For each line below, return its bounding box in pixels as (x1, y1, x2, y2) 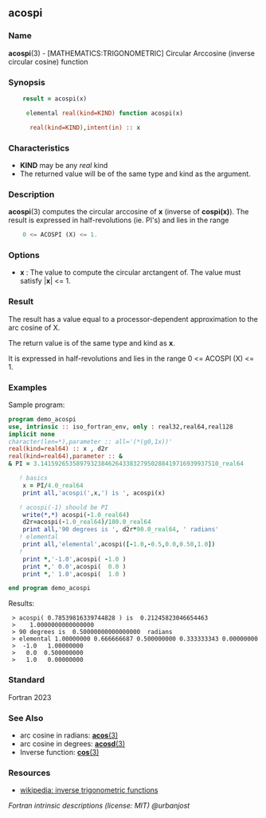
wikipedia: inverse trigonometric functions (19, 785, 158, 795)
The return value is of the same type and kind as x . (8, 338, 175, 347)
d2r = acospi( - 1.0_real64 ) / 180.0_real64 (22, 518, 151, 526)
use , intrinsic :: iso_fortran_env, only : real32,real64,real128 (8, 422, 233, 431)
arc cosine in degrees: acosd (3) (19, 738, 126, 748)
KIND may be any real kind (19, 160, 108, 170)
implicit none (8, 430, 56, 438)
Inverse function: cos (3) (19, 747, 100, 757)
